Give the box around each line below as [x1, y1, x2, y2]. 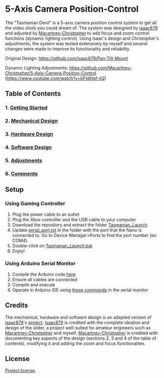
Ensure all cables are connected [12, 276, 78, 282]
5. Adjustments [5, 157, 43, 164]
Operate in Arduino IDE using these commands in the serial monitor [12, 287, 149, 293]
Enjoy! [12, 248, 25, 254]
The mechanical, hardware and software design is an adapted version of [5, 314, 152, 320]
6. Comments [5, 170, 38, 177]
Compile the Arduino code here [12, 271, 76, 277]
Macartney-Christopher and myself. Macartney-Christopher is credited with [5, 330, 158, 336]
